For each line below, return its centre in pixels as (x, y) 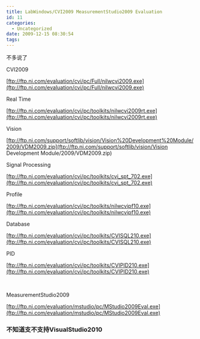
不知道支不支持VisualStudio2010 (54, 329)
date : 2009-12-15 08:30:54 (40, 34)
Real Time (19, 99)
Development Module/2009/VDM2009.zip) (59, 153)
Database (18, 224)
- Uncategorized (32, 28)
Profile (14, 194)
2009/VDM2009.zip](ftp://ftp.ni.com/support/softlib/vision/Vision (87, 147)
